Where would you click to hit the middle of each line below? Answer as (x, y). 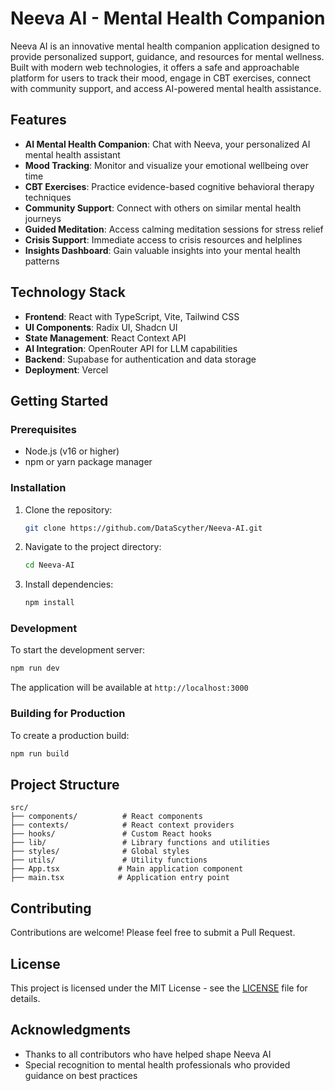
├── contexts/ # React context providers (122, 825)
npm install (49, 603)
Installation (38, 488)
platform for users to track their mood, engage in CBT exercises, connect (161, 78)
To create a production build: (70, 735)
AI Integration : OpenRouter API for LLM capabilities (131, 348)
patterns (42, 261)
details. (25, 998)
